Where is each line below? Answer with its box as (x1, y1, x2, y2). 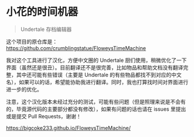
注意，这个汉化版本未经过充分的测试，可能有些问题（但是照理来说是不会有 (6, 98, 186, 105)
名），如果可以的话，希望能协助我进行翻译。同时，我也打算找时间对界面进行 (6, 78, 189, 85)
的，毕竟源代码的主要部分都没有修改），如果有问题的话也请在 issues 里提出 (6, 106, 186, 113)
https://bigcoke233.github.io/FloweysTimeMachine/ (6, 124, 131, 131)
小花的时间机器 (6, 5, 79, 19)
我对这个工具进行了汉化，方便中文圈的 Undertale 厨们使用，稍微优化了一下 (6, 57, 187, 64)
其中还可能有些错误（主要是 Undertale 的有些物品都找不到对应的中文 (16, 71, 182, 78)
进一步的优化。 (6, 86, 42, 93)
